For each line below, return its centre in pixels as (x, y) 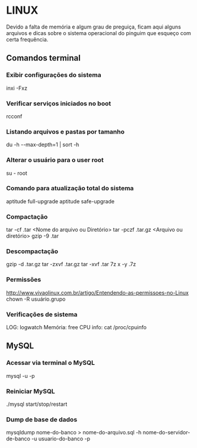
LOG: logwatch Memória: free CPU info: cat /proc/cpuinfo (77, 327)
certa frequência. (27, 39)
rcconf (14, 116)
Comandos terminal (44, 58)
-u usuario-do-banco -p (61, 439)
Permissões (24, 280)
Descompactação (32, 251)
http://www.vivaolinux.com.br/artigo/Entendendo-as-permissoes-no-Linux (97, 292)
